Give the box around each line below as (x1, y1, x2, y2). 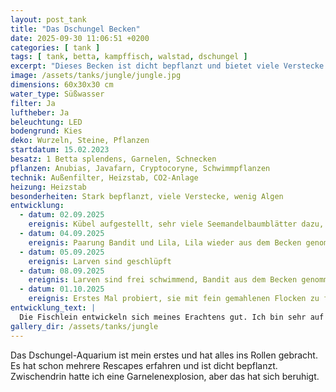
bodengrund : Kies (10, 126, 83, 136)
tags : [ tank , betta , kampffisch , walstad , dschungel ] (10, 52, 248, 62)
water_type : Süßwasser (10, 89, 105, 99)
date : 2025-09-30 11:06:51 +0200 (10, 33, 150, 43)
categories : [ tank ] (10, 42, 101, 53)
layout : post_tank (10, 14, 87, 25)
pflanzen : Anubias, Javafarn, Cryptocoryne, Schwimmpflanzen (10, 163, 271, 173)
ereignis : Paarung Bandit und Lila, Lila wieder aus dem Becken (28, 237, 302, 248)
